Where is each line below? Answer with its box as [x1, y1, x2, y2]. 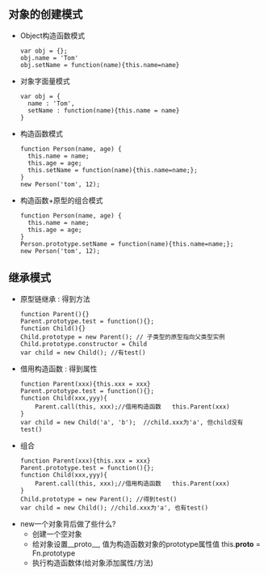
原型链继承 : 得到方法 [19, 294, 90, 303]
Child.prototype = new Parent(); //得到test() [19, 495, 178, 503]
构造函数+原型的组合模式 [19, 195, 103, 205]
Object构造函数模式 [19, 31, 86, 40]
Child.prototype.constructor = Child [19, 340, 148, 348]
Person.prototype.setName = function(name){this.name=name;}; [19, 239, 234, 248]
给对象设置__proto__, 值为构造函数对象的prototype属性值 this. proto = [31, 539, 261, 548]
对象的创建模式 [8, 7, 83, 22]
